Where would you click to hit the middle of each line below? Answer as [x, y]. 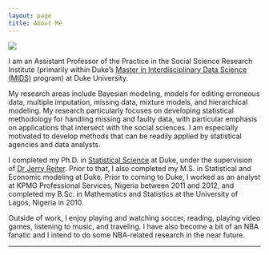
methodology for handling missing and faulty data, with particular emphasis [133, 119]
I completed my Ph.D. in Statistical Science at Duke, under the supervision [130, 160]
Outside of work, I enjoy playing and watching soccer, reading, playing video [134, 217]
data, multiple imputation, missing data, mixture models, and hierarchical [128, 102]
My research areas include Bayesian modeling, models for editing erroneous [134, 94]
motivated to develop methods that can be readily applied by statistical [125, 136]
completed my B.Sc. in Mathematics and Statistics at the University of [123, 193]
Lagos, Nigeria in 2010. [46, 202]
